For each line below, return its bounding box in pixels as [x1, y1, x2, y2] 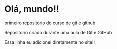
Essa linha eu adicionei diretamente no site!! [4, 39, 95, 45]
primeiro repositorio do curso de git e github [4, 20, 96, 26]
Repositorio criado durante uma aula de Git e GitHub [4, 29, 112, 35]
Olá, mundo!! [4, 3, 59, 15]
